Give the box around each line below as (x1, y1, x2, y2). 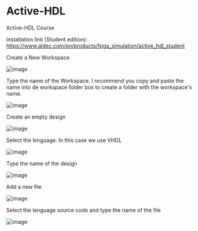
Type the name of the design (6, 159, 77, 167)
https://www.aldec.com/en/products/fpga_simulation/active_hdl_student (6, 42, 185, 49)
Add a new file (6, 183, 42, 190)
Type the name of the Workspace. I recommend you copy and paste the (6, 77, 184, 84)
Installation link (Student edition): (6, 35, 88, 43)
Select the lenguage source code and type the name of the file (6, 206, 161, 214)
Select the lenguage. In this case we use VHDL (6, 137, 122, 144)
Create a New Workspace (6, 54, 70, 61)
